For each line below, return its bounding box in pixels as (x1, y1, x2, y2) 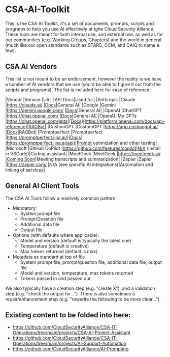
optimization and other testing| (93, 140, 157, 146)
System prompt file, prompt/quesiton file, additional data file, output (20, 259, 162, 265)
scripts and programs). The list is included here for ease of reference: (5, 87, 151, 93)
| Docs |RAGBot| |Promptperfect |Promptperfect (5, 129, 103, 135)
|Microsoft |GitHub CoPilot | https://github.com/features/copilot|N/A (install (5, 145, 161, 151)
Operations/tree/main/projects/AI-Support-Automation (12, 340, 127, 347)
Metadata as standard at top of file (12, 254, 85, 260)
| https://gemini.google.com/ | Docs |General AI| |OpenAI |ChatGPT (5, 107, 142, 113)
